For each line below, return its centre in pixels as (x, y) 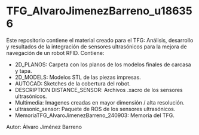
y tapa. (23, 70)
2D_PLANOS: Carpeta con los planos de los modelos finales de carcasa (103, 65)
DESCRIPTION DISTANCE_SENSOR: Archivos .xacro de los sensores (99, 90)
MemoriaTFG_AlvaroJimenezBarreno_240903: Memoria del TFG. (95, 115)
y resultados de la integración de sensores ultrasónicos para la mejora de (97, 47)
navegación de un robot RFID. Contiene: (55, 53)
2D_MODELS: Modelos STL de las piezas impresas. (78, 77)
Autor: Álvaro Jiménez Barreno (44, 127)
